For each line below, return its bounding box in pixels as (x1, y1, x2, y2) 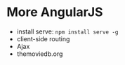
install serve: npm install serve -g (16, 27, 119, 36)
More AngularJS (6, 4, 103, 20)
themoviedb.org (16, 50, 63, 58)
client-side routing (16, 34, 70, 43)
